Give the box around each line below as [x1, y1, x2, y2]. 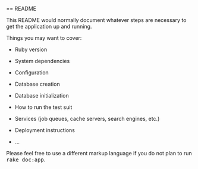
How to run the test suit [14, 104, 73, 111]
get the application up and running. [6, 23, 92, 30]
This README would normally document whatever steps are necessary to [6, 17, 187, 23]
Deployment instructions [14, 127, 76, 133]
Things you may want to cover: [6, 35, 82, 41]
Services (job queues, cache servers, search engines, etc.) [14, 115, 160, 122]
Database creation [14, 80, 61, 87]
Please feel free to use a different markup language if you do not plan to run [6, 150, 192, 157]
